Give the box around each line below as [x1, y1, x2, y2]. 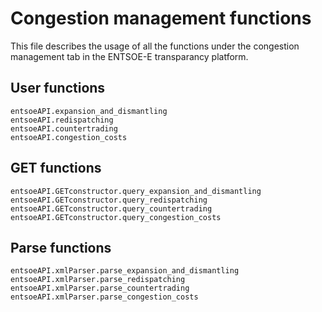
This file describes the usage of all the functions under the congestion [10, 40, 300, 52]
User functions [10, 80, 106, 97]
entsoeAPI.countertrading [10, 123, 118, 134]
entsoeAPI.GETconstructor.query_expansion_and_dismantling [10, 186, 262, 196]
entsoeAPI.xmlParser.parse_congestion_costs [10, 292, 199, 302]
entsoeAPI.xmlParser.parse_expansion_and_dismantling [10, 266, 240, 276]
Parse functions [10, 239, 112, 256]
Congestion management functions [10, 7, 312, 30]
